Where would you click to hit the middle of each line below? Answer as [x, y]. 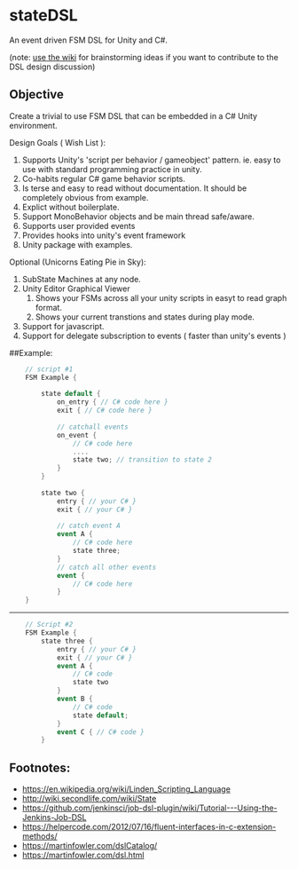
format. [48, 307]
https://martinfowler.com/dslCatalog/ [90, 846]
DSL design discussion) [52, 67]
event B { [74, 699]
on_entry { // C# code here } [112, 402]
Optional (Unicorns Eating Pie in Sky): [78, 262]
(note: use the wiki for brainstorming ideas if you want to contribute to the [144, 57]
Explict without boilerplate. [71, 207]
